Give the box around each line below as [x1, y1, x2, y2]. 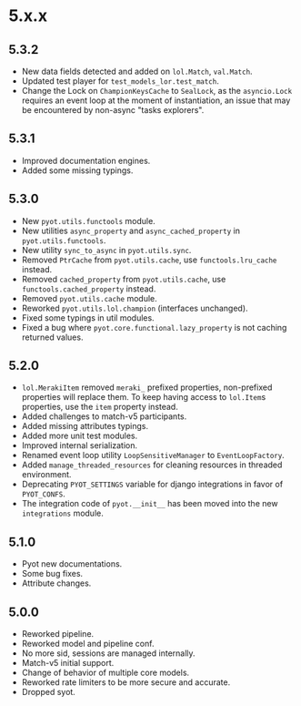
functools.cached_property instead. [21, 283, 156, 294]
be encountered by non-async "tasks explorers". [21, 105, 205, 115]
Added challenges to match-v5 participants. [21, 411, 187, 422]
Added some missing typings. [21, 165, 134, 176]
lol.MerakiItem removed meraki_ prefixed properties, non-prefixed [21, 382, 273, 393]
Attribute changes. [21, 578, 92, 588]
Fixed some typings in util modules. [21, 312, 156, 323]
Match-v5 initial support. [21, 658, 115, 669]
